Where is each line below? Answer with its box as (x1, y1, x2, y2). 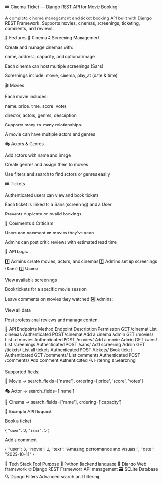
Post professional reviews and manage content (5, 317, 99, 323)
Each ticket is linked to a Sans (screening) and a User (5, 201, 112, 207)
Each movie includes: (5, 94, 48, 99)
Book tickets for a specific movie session (5, 287, 87, 292)
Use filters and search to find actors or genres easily (5, 171, 110, 177)
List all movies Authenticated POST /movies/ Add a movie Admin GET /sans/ (5, 337, 158, 342)
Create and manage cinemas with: (5, 44, 74, 50)
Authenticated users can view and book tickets (5, 192, 99, 198)
